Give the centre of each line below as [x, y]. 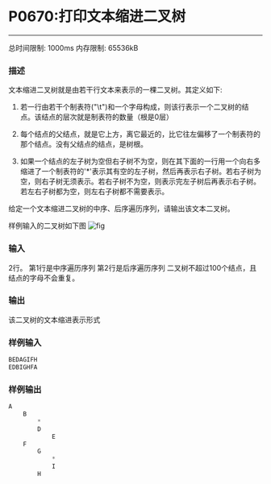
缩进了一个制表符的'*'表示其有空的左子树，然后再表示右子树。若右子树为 [141, 172]
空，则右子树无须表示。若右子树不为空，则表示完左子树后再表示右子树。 [140, 181]
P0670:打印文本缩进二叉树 [97, 17]
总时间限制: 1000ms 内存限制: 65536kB [73, 48]
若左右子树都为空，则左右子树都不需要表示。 [94, 192]
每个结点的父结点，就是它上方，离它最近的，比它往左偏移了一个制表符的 [140, 134]
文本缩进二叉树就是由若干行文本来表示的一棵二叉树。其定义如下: [116, 90]
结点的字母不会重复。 [44, 278]
